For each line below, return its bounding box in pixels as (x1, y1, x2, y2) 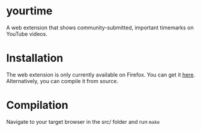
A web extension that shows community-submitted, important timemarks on (6, 24, 194, 31)
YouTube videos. (6, 30, 48, 37)
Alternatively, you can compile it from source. (6, 77, 119, 84)
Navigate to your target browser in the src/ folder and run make (6, 118, 160, 125)
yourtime (6, 4, 53, 18)
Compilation (6, 99, 68, 112)
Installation (6, 51, 64, 65)
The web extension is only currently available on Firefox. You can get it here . (6, 71, 196, 78)
